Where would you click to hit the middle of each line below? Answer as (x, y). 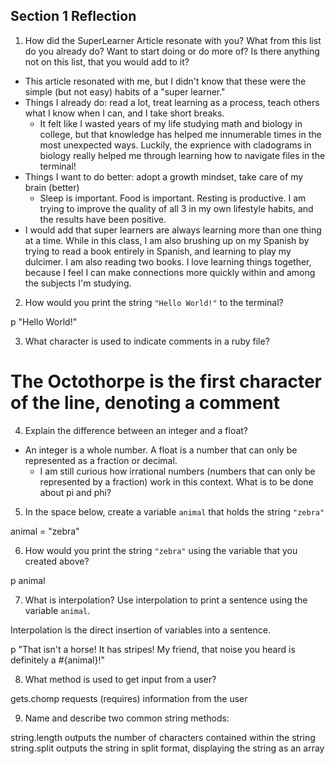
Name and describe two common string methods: (127, 718)
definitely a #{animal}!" (58, 660)
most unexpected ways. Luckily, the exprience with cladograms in (175, 145)
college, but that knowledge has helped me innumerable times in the (180, 134)
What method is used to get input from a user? (120, 679)
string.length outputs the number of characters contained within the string (163, 737)
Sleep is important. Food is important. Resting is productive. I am (173, 198)
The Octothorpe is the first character (166, 381)
